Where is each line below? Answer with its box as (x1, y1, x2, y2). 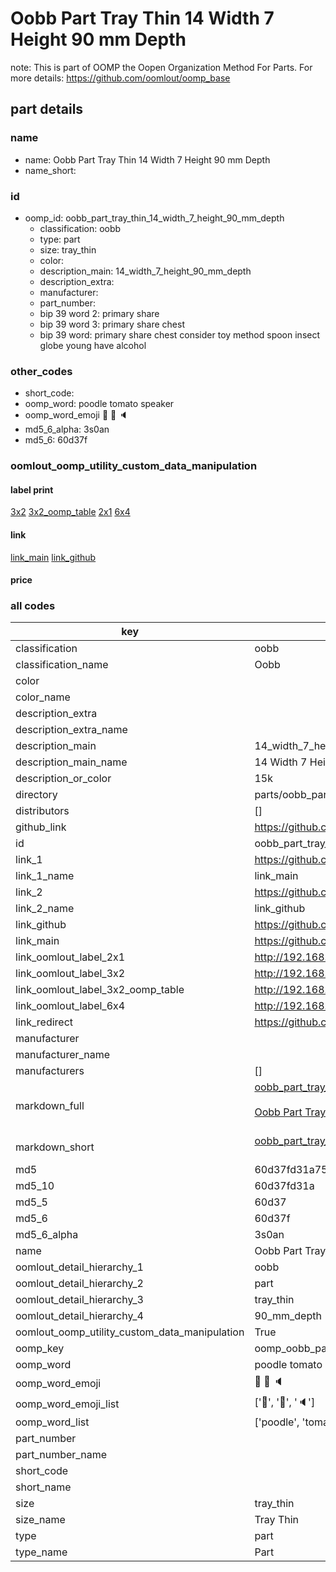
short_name (15, 1480, 72, 1494)
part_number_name (15, 1448, 107, 1462)
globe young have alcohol (39, 339, 147, 351)
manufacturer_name (15, 1048, 111, 1062)
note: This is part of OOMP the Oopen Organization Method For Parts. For (10, 61, 313, 73)
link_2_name (15, 902, 75, 916)
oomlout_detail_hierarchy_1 (15, 1260, 144, 1274)
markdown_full (15, 1099, 85, 1113)
